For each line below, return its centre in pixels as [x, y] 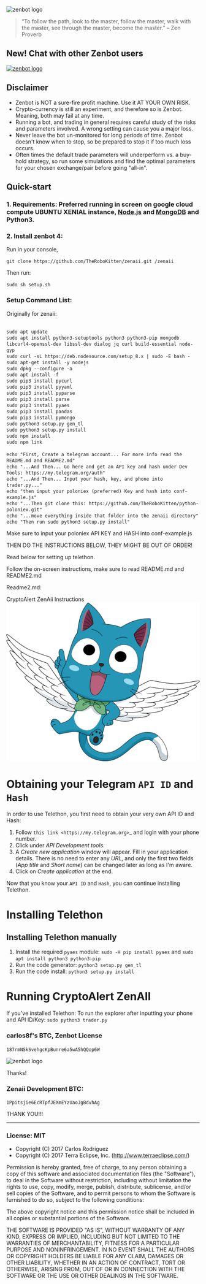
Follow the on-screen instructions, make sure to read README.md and [95, 569]
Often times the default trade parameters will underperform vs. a [97, 155]
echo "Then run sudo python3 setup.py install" [68, 522]
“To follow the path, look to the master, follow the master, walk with [106, 21]
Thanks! [17, 1072]
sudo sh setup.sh [29, 285]
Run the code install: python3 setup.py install [75, 971]
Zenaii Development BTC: [45, 1088]
